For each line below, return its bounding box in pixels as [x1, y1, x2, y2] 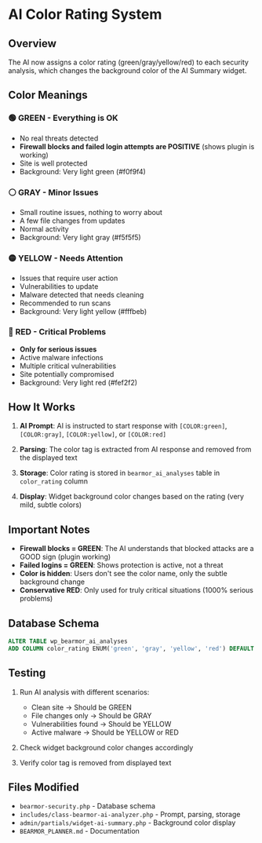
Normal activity [19, 224, 69, 233]
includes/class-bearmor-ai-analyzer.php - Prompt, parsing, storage [19, 810, 241, 819]
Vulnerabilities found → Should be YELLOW [31, 719, 172, 728]
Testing [8, 666, 46, 680]
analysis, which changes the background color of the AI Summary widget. [8, 66, 247, 75]
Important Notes [8, 523, 90, 536]
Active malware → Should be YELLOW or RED [31, 728, 179, 737]
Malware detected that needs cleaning [19, 290, 144, 300]
